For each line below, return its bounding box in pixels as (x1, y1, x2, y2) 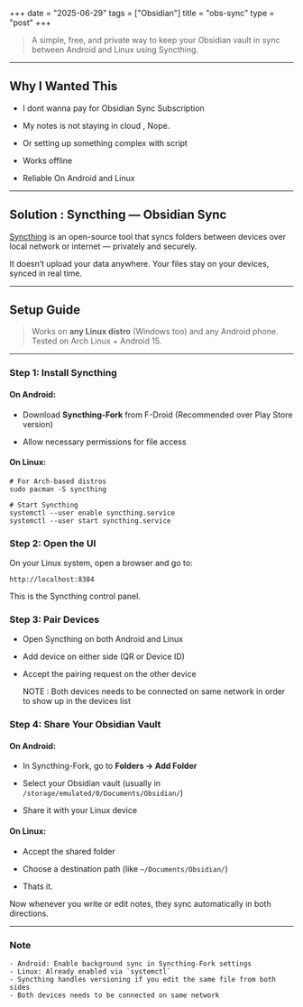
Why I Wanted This (9, 78, 118, 94)
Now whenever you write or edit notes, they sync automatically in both (9, 898, 272, 909)
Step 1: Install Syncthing (9, 367, 117, 380)
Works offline (22, 155, 73, 166)
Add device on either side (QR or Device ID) (22, 651, 185, 662)
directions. (9, 908, 50, 919)
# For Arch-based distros (9, 477, 106, 486)
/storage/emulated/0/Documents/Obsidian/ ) (22, 788, 184, 799)
